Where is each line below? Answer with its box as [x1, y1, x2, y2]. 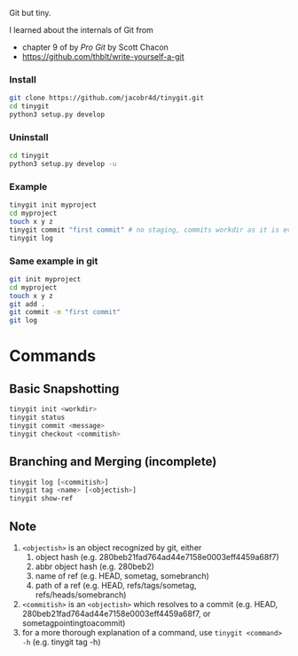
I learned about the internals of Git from [9, 25, 153, 35]
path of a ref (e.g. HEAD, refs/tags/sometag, [35, 580, 197, 590]
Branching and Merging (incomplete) [9, 454, 217, 470]
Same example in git [9, 255, 98, 267]
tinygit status [9, 413, 66, 423]
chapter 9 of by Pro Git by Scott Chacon [21, 42, 169, 52]
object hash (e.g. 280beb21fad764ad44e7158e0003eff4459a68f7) [35, 551, 279, 562]
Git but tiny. [9, 8, 51, 18]
